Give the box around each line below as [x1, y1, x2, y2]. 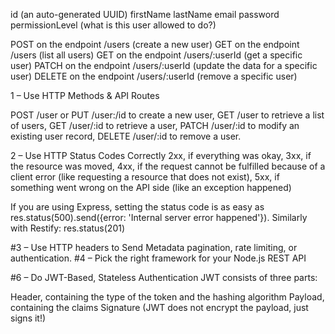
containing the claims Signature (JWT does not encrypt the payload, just [10, 302, 309, 313]
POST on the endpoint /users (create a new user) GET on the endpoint [10, 39, 300, 50]
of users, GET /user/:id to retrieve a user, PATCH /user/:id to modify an [10, 120, 300, 131]
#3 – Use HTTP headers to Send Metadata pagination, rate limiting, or [10, 242, 298, 253]
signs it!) [10, 312, 47, 324]
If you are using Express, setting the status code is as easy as [10, 201, 265, 213]
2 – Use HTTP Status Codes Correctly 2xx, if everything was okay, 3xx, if [10, 150, 312, 161]
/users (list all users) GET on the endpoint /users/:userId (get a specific [10, 49, 303, 61]
